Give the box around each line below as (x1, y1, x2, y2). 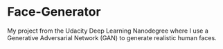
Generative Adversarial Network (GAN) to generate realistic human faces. (7, 33, 217, 42)
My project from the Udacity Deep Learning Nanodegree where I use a (7, 27, 209, 35)
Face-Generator (7, 4, 102, 20)
